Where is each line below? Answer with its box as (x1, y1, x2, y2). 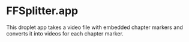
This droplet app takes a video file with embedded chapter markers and (6, 24, 183, 31)
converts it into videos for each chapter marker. (6, 30, 124, 37)
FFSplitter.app (6, 4, 79, 18)
